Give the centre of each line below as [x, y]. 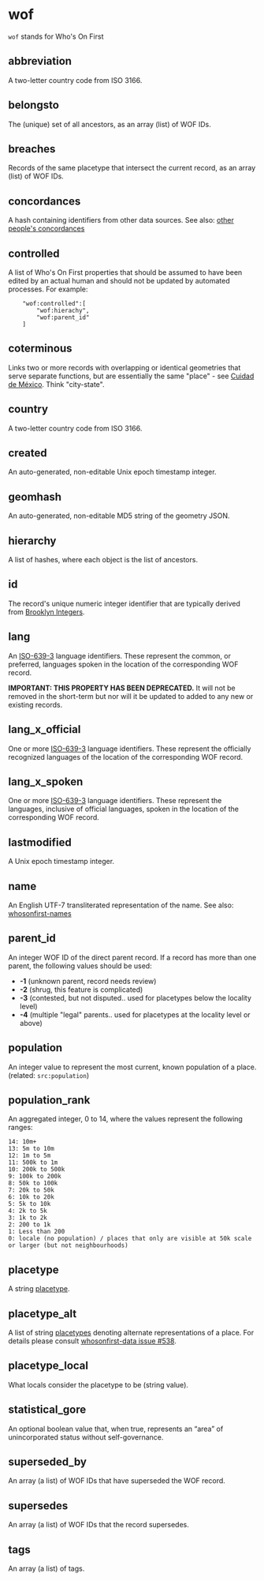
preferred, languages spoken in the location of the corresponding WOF [123, 664]
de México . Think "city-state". [56, 384]
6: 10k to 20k [32, 1197]
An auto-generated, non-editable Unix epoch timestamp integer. [112, 472]
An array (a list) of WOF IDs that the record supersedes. [99, 1525]
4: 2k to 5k [28, 1211]
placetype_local [48, 1366]
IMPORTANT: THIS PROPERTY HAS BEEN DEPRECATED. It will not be [122, 688]
